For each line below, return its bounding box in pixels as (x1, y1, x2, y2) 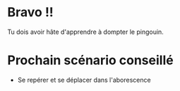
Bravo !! (7, 4, 54, 20)
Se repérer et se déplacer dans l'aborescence (17, 75, 151, 84)
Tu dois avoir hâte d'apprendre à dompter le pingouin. (7, 28, 164, 36)
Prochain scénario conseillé (7, 52, 174, 68)
